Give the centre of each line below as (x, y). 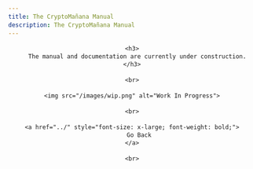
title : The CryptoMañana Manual (61, 17)
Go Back (139, 135)
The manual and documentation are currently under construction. (137, 56)
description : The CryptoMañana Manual (71, 25)
